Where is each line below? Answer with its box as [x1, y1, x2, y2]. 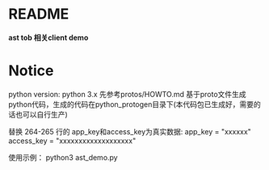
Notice [8, 62, 54, 80]
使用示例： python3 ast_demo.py [8, 152, 119, 162]
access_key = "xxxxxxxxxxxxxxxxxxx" [8, 135, 137, 146]
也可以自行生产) [15, 109, 69, 119]
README [8, 5, 69, 23]
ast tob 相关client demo [8, 32, 89, 42]
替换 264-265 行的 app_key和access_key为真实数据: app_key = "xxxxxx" [8, 126, 252, 136]
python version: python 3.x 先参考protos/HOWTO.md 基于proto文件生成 [8, 89, 246, 99]
